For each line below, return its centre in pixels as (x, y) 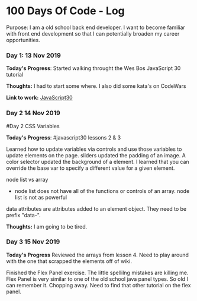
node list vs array (27, 179)
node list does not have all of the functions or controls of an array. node (102, 191)
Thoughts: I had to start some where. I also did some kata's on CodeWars (96, 86)
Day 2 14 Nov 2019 (33, 113)
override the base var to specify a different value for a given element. (91, 168)
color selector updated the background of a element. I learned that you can (98, 161)
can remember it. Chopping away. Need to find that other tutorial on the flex (98, 285)
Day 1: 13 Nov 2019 (33, 55)
